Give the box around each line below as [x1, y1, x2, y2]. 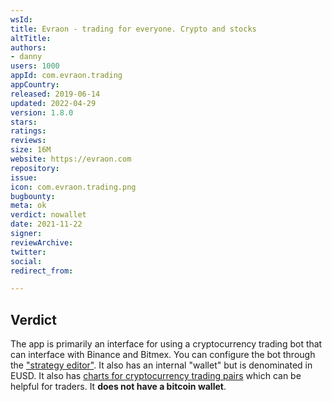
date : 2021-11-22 [10, 219, 83, 230]
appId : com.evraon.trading [10, 71, 123, 81]
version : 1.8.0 [10, 107, 74, 118]
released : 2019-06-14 [10, 89, 101, 99]
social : [10, 256, 43, 266]
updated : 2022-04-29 [10, 98, 97, 108]
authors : [10, 42, 47, 53]
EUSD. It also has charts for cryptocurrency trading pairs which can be [10, 370, 302, 382]
